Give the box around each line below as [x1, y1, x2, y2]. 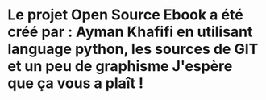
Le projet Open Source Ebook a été [7, 6, 243, 24]
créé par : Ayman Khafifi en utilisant [7, 23, 253, 41]
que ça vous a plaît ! [7, 74, 144, 93]
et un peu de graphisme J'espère [7, 57, 233, 76]
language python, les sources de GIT [7, 40, 259, 58]
